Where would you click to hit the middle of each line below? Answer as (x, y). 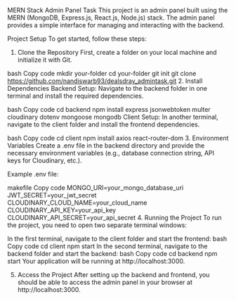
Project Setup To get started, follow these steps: (77, 39)
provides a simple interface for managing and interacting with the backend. (116, 25)
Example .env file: (33, 174)
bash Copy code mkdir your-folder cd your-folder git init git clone (102, 73)
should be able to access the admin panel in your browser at (105, 282)
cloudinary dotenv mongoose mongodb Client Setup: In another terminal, (113, 117)
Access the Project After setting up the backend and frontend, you (113, 275)
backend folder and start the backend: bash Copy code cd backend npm (112, 254)
